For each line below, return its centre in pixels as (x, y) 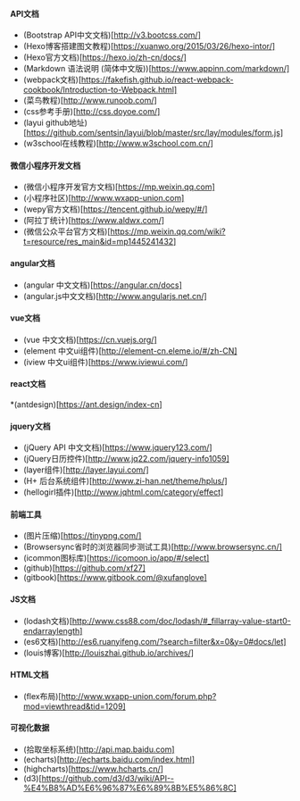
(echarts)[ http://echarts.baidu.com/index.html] (109, 760)
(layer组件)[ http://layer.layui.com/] (86, 470)
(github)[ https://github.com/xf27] (84, 568)
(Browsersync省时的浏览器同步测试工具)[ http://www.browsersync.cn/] (152, 547)
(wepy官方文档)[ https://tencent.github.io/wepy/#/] (115, 209)
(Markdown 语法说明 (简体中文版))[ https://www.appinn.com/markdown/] (156, 69)
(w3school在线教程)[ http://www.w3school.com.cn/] (118, 144)
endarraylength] (53, 630)
